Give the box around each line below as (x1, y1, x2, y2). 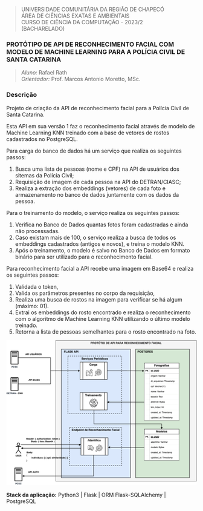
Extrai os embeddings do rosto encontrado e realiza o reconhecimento (14, 309, 192, 316)
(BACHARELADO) (21, 25, 65, 32)
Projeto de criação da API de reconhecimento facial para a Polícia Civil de (6, 104, 189, 111)
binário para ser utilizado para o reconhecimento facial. (14, 253, 153, 260)
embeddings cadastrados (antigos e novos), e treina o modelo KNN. (14, 240, 185, 248)
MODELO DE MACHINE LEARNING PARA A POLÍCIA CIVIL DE (6, 47, 185, 56)
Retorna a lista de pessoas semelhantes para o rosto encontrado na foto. (14, 328, 196, 335)
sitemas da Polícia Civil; (14, 171, 74, 179)
